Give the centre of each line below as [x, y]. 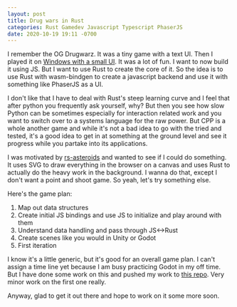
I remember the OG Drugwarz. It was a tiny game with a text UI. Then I [110, 54]
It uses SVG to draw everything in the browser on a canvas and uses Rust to [119, 165]
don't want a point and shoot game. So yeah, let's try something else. [109, 180]
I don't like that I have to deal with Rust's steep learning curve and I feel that [118, 98]
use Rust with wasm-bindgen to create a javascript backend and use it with [117, 77]
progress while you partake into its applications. [78, 144]
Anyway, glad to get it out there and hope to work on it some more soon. [113, 296]
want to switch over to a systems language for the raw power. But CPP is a [117, 121]
